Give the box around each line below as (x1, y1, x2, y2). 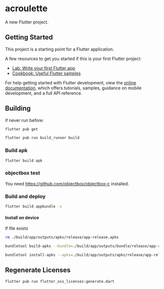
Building (5, 104, 31, 113)
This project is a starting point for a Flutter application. (5, 46, 114, 52)
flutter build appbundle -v (5, 204, 62, 209)
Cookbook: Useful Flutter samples (12, 70, 81, 76)
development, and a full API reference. (5, 90, 82, 96)
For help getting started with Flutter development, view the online (5, 80, 137, 85)
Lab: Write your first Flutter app (12, 65, 76, 71)
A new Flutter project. (5, 19, 49, 25)
